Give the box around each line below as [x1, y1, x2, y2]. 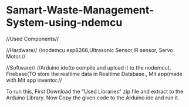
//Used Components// [6, 35, 59, 42]
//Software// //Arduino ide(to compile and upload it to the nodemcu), [6, 64, 171, 71]
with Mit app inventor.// [6, 77, 62, 84]
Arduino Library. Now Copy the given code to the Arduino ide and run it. [6, 94, 180, 101]
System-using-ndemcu [6, 16, 123, 29]
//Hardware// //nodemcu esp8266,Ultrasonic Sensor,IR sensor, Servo [6, 46, 173, 53]
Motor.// [6, 53, 26, 60]
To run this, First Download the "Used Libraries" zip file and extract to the [6, 88, 184, 95]
